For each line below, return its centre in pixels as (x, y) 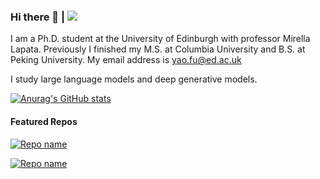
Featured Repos (44, 121)
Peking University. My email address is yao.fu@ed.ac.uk (126, 60)
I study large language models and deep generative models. (134, 79)
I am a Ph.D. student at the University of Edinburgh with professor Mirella (160, 39)
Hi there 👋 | (38, 17)
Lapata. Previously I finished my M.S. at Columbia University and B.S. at (158, 49)
